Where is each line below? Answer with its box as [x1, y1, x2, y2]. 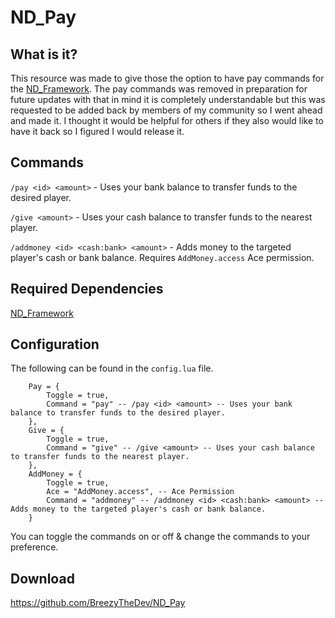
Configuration [10, 336, 100, 353]
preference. [10, 541, 59, 553]
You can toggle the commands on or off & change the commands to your [10, 531, 311, 543]
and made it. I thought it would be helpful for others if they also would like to [10, 115, 324, 126]
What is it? [10, 46, 78, 63]
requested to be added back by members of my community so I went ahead [10, 104, 323, 116]
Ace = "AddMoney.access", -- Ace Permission [46, 487, 235, 497]
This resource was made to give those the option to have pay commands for [10, 72, 325, 84]
